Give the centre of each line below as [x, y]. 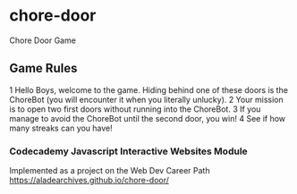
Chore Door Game [42, 40]
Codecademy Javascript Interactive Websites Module [128, 151]
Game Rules [43, 68]
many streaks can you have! [61, 128]
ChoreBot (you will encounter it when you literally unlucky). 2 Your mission [146, 99]
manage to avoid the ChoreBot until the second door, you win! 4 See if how [148, 118]
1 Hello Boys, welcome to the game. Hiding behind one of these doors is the [149, 89]
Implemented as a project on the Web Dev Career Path [110, 171]
